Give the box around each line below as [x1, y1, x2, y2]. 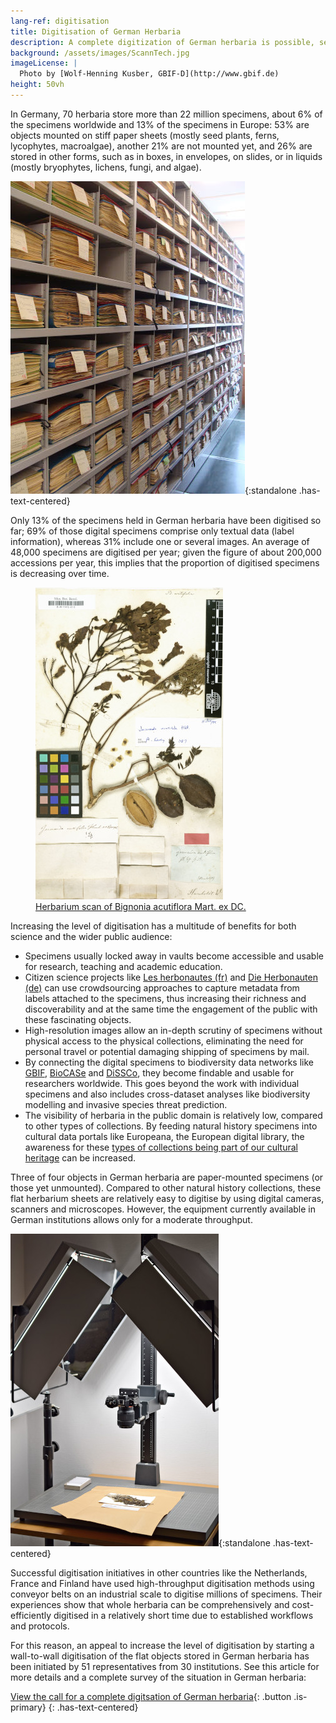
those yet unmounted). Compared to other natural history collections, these [10, 1181, 322, 1194]
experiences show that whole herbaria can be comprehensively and [10, 1598, 290, 1610]
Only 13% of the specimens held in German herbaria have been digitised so [10, 514, 322, 526]
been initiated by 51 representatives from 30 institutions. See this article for [10, 1660, 320, 1672]
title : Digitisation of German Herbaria [10, 26, 182, 37]
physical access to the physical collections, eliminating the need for [24, 1035, 304, 1047]
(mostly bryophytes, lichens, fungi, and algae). [10, 161, 202, 173]
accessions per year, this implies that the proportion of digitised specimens [10, 556, 320, 569]
